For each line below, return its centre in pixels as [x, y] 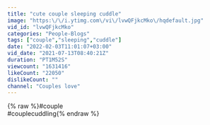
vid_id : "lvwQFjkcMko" [41, 27]
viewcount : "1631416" [39, 66]
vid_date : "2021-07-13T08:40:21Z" [58, 54]
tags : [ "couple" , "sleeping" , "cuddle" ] [64, 40]
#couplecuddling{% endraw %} [53, 114]
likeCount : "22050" [36, 73]
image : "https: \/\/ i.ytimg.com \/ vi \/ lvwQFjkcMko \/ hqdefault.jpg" [105, 20]
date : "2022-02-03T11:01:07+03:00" [60, 47]
